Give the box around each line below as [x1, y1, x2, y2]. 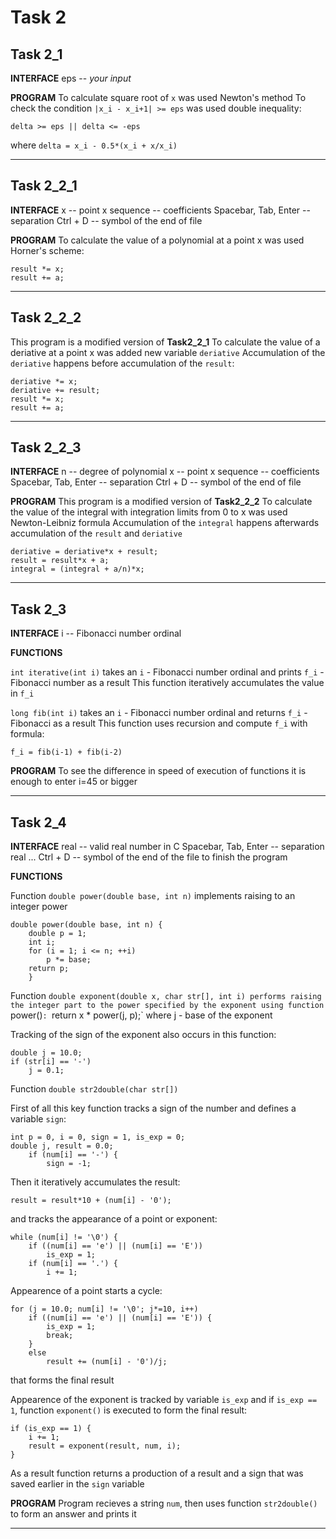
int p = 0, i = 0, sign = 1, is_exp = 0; [10, 1132, 186, 1143]
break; [46, 1331, 74, 1341]
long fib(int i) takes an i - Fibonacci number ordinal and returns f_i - [10, 707, 308, 719]
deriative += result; [10, 385, 101, 395]
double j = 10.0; [10, 1048, 83, 1058]
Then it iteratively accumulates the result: [10, 1176, 181, 1188]
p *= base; [46, 955, 92, 965]
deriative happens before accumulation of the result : [10, 357, 235, 369]
